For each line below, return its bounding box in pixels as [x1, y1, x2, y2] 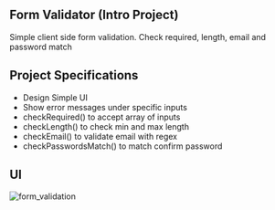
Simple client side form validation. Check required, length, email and [9, 31, 267, 42]
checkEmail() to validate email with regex [22, 131, 178, 142]
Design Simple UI [22, 91, 89, 103]
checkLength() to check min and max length [22, 121, 190, 131]
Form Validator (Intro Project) [9, 7, 179, 23]
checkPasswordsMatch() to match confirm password [22, 141, 223, 152]
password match [9, 41, 73, 52]
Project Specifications [9, 68, 139, 83]
